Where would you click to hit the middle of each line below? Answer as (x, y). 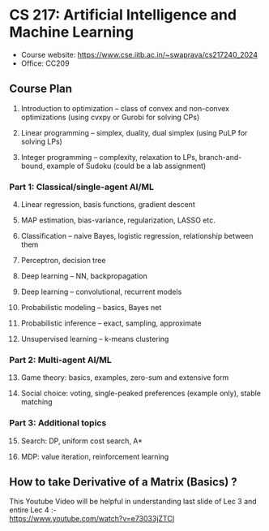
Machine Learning (72, 32)
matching (36, 402)
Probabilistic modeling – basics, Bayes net (91, 308)
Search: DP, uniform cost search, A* (81, 441)
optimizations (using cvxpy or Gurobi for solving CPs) (110, 117)
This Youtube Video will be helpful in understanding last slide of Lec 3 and (133, 502)
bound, (33, 166)
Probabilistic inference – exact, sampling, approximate (111, 323)
